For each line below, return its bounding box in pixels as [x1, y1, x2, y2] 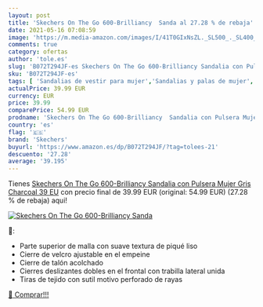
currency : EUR [8, 92, 55, 100]
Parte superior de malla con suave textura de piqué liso [19, 241, 198, 251]
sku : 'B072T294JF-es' [8, 70, 79, 78]
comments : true [8, 41, 58, 49]
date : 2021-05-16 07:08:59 [8, 26, 96, 34]
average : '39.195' [8, 158, 68, 166]
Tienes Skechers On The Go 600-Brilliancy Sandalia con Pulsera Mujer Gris [8, 179, 251, 188]
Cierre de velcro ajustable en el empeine [19, 250, 150, 259]
